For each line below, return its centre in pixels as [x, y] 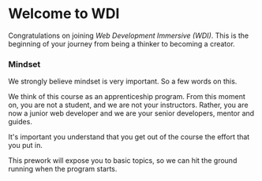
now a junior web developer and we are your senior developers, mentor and [131, 113]
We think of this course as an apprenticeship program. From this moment [127, 97]
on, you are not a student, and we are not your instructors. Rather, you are [128, 105]
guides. [21, 122]
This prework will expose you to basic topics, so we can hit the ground [123, 161]
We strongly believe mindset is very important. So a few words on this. [123, 81]
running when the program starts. [63, 169]
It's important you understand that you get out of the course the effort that [129, 137]
